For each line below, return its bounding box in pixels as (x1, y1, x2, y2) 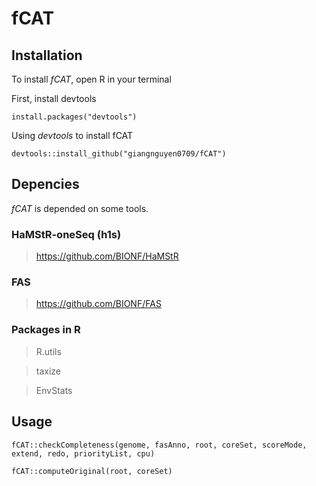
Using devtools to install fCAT (11, 130, 134, 141)
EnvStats (35, 384, 73, 396)
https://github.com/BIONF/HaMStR (35, 250, 179, 262)
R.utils (35, 345, 62, 357)
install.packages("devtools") (11, 112, 138, 122)
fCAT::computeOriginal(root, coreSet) (11, 466, 173, 476)
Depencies (11, 176, 80, 193)
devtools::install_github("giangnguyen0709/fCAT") (11, 149, 227, 159)
